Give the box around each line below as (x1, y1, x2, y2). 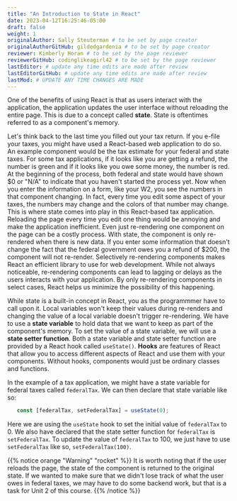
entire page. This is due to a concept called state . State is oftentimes (7, 111, 209, 119)
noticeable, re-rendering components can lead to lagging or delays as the (7, 268, 222, 277)
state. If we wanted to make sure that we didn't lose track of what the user (7, 471, 224, 480)
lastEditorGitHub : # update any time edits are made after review (7, 70, 207, 77)
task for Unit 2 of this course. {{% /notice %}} (7, 487, 141, 495)
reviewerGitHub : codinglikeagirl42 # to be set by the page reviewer (7, 57, 217, 64)
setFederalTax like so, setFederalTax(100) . (7, 443, 132, 451)
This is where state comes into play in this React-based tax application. (7, 207, 215, 216)
